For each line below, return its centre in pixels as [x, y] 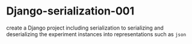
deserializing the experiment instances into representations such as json [96, 34]
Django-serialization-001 [70, 11]
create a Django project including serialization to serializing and [85, 28]
